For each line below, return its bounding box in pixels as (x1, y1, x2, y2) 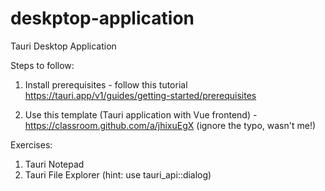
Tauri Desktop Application (10, 40, 117, 52)
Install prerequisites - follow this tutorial (24, 78, 188, 91)
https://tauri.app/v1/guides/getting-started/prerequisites (24, 89, 257, 101)
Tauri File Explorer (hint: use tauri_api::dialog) (24, 168, 212, 181)
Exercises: (10, 138, 53, 151)
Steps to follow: (10, 59, 75, 71)
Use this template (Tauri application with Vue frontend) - (24, 108, 258, 121)
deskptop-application (10, 7, 195, 30)
